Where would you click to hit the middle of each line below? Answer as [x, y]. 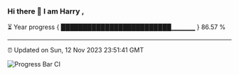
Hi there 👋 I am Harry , [46, 11]
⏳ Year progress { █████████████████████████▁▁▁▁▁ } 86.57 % [117, 27]
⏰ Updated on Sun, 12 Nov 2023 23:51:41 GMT [76, 50]
